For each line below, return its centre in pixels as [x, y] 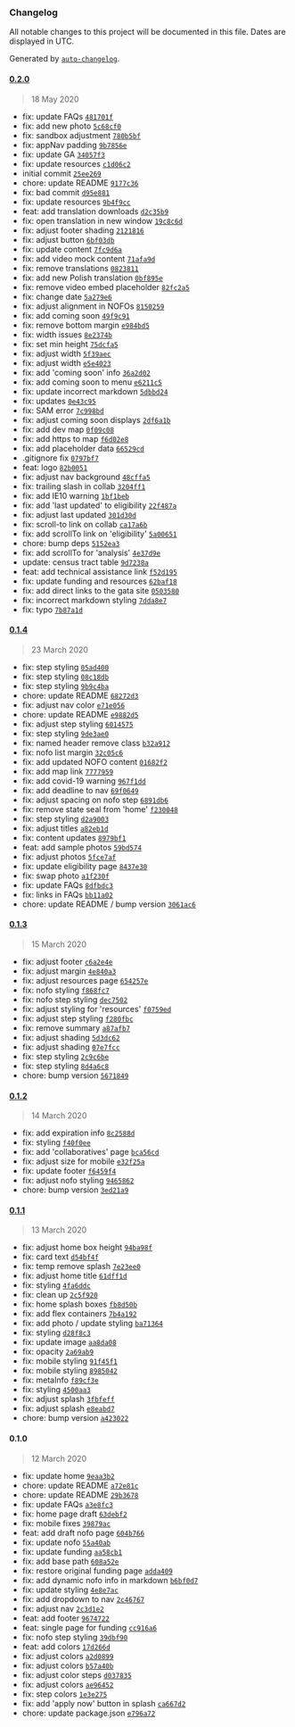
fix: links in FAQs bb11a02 [67, 894]
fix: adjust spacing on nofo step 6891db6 [95, 800]
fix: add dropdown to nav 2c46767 [83, 1598]
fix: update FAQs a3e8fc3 [68, 1504]
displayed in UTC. [42, 41]
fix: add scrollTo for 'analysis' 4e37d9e [91, 552]
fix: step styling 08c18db [66, 677]
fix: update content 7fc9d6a [72, 249]
